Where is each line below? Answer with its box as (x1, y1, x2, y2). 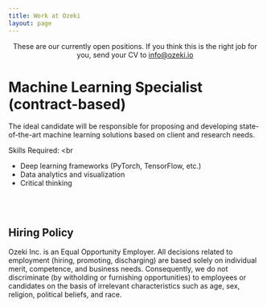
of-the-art (8, 130, 42, 140)
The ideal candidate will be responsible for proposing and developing (8, 121, 238, 131)
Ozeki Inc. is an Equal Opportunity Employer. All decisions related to (8, 247, 233, 257)
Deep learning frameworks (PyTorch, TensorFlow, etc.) (19, 162, 202, 171)
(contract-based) (8, 95, 126, 113)
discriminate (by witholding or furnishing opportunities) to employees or (8, 272, 247, 282)
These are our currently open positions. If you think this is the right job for (13, 41, 257, 51)
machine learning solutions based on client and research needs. (43, 130, 256, 140)
